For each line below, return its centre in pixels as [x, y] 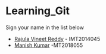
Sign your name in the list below [45, 27]
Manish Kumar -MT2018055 [49, 45]
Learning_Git [38, 11]
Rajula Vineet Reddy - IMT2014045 [57, 39]
